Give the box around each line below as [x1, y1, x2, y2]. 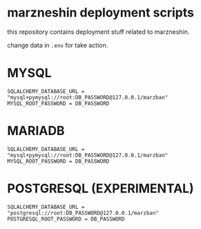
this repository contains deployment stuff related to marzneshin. [7, 28, 190, 36]
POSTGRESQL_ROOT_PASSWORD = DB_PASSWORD [7, 215, 126, 222]
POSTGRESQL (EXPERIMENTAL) [7, 181, 195, 196]
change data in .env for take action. [7, 41, 108, 49]
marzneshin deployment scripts [7, 5, 195, 21]
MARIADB [7, 123, 65, 139]
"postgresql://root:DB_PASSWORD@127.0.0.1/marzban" [7, 209, 159, 217]
